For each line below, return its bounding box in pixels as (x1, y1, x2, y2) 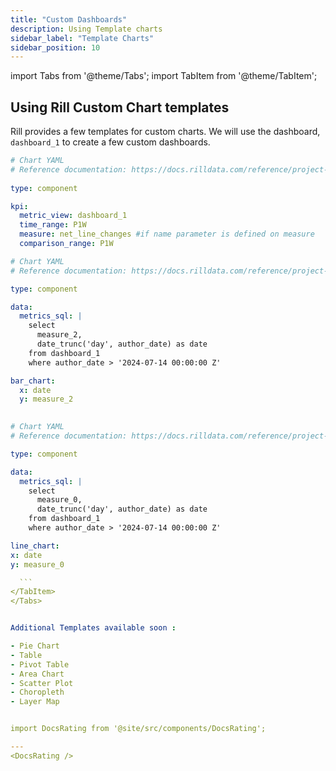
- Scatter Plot (10, 678, 74, 688)
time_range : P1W (19, 220, 87, 230)
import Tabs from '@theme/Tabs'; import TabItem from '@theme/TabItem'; (10, 70, 318, 82)
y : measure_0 (10, 559, 65, 570)
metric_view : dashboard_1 (19, 211, 128, 221)
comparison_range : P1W (19, 239, 114, 249)
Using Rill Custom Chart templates (10, 99, 230, 116)
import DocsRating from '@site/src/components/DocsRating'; (10, 724, 267, 734)
